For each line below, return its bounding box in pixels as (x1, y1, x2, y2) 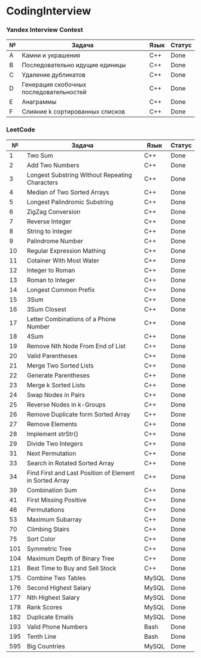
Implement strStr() (26, 429, 79, 438)
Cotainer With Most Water (26, 256, 100, 265)
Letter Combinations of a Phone (26, 315, 116, 323)
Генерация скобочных (22, 80, 87, 89)
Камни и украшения (22, 51, 81, 59)
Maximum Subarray (26, 515, 82, 524)
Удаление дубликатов (22, 71, 86, 79)
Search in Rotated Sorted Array (26, 459, 115, 467)
